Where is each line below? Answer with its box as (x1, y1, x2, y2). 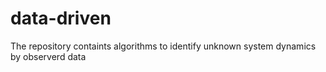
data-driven (10, 7, 112, 30)
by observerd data (10, 50, 87, 62)
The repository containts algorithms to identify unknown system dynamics (10, 40, 317, 52)
